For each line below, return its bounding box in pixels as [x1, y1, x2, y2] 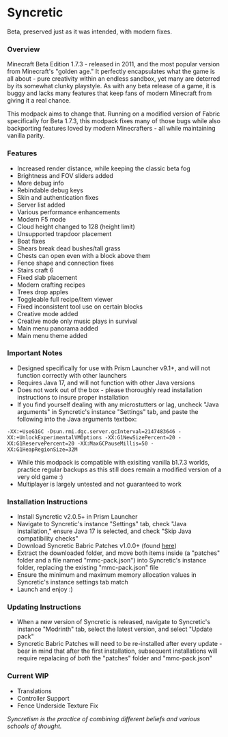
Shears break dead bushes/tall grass [16, 244, 121, 253]
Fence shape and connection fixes [16, 259, 115, 267]
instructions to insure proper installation [16, 393, 129, 401]
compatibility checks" [16, 534, 79, 543]
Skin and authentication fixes [16, 193, 99, 201]
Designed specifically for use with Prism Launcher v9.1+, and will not [16, 364, 210, 372]
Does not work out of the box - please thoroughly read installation [16, 385, 203, 394]
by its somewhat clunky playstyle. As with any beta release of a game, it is [7, 82, 216, 90]
